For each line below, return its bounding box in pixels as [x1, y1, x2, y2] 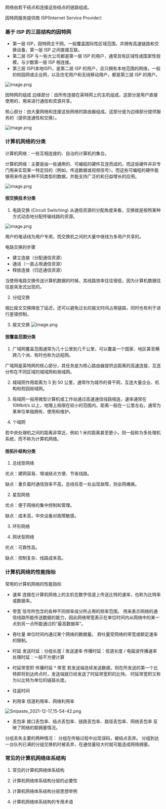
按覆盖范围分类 [5, 334, 36, 340]
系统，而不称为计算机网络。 [5, 436, 62, 442]
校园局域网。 [21, 386, 47, 391]
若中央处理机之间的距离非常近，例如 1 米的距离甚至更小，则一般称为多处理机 [5, 430, 161, 435]
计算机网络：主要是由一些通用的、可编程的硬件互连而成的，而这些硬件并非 [5, 161, 157, 167]
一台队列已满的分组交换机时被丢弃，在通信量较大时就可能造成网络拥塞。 [5, 741, 152, 747]
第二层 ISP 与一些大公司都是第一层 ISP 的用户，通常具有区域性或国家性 [12, 53, 157, 59]
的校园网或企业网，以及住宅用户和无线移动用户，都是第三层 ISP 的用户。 [12, 71, 161, 78]
